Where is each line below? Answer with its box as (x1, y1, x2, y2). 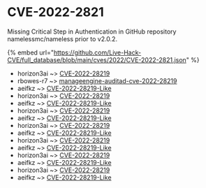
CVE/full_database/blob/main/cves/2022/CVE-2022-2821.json (7, 55, 186, 64)
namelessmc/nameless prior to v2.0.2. (7, 34, 117, 43)
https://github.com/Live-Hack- (53, 48, 142, 57)
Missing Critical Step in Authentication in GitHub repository (7, 27, 177, 36)
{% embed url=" (7, 48, 54, 57)
